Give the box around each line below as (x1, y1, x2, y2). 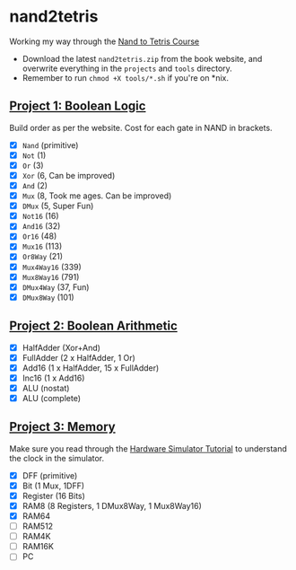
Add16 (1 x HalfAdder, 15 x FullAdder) (22, 362, 160, 373)
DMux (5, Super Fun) (22, 200, 94, 212)
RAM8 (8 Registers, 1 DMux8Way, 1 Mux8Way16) (22, 500, 202, 511)
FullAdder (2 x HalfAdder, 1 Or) (22, 352, 136, 363)
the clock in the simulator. (9, 452, 105, 463)
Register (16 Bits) (22, 490, 85, 501)
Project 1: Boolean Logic (9, 99, 146, 114)
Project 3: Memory (9, 419, 116, 434)
